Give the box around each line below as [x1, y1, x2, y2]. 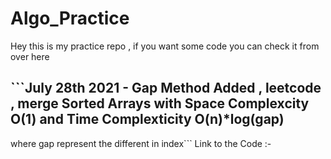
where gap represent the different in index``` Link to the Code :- [10, 137, 272, 149]
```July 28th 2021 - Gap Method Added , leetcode [10, 80, 322, 97]
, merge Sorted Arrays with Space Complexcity [10, 95, 310, 112]
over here [10, 50, 50, 62]
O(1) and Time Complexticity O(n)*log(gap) [10, 111, 285, 128]
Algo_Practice [10, 7, 130, 30]
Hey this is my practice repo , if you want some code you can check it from [10, 40, 320, 52]
